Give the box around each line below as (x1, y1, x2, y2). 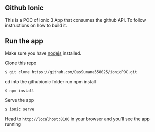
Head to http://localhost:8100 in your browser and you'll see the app (5, 116, 150, 122)
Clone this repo (5, 60, 37, 66)
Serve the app (5, 97, 34, 103)
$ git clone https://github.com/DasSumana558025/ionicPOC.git (5, 69, 137, 74)
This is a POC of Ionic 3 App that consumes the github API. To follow (5, 17, 146, 23)
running (5, 121, 21, 127)
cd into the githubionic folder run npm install (5, 78, 96, 84)
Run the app (5, 37, 43, 45)
